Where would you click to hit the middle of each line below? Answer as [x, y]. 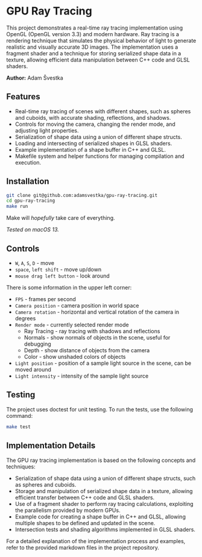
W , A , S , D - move [34, 263]
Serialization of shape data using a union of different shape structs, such [105, 478]
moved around [33, 369]
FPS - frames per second [46, 299]
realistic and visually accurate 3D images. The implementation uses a [92, 47]
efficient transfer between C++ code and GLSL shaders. [85, 497]
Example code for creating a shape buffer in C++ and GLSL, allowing [100, 517]
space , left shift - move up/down [58, 269]
